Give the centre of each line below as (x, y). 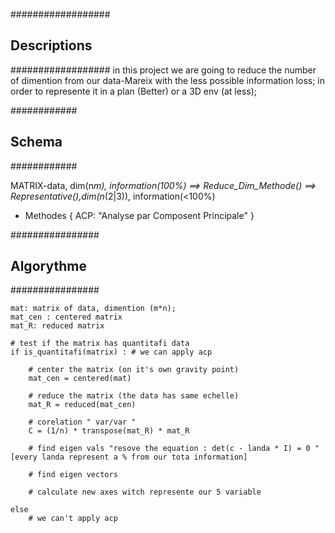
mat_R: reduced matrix (57, 326)
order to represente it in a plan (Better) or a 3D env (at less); (134, 91)
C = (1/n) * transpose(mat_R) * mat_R (109, 431)
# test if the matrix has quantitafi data (100, 344)
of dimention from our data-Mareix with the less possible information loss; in (167, 80)
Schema (36, 142)
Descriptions (51, 45)
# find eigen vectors (73, 475)
